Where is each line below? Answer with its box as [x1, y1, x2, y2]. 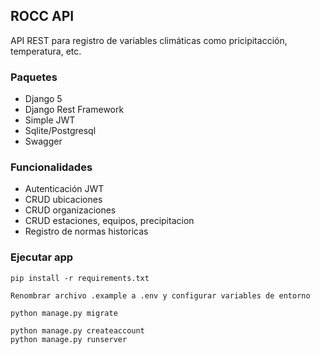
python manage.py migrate [10, 308, 118, 318]
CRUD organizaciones [24, 204, 117, 216]
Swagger [24, 135, 63, 148]
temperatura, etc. [10, 45, 82, 57]
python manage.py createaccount [10, 325, 145, 336]
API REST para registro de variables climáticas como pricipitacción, [10, 34, 288, 46]
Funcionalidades [10, 160, 93, 174]
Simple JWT [24, 114, 76, 126]
